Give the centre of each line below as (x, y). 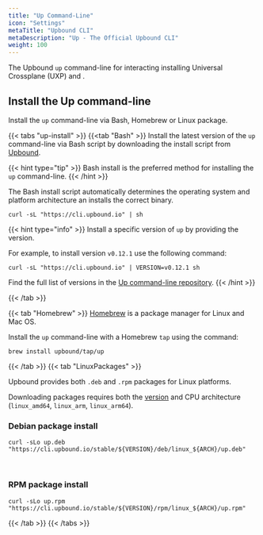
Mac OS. (23, 321)
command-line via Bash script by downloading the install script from (120, 144)
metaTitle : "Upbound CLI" (51, 30)
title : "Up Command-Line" (51, 15)
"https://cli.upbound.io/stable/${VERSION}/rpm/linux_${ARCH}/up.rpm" (127, 508)
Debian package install (53, 425)
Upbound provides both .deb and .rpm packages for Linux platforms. (120, 381)
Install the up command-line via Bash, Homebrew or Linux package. (118, 120)
